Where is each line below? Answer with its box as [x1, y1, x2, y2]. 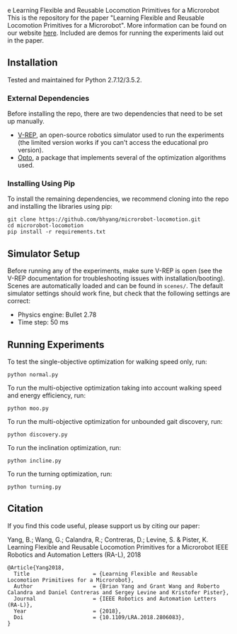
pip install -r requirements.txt [7, 229, 106, 236]
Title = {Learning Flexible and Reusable [13, 570, 198, 577]
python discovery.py [7, 431, 69, 439]
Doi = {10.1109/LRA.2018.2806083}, [13, 613, 185, 621]
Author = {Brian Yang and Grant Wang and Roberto [13, 582, 220, 590]
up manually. [7, 117, 45, 126]
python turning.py [7, 483, 62, 491]
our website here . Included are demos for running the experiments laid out [7, 28, 224, 37]
